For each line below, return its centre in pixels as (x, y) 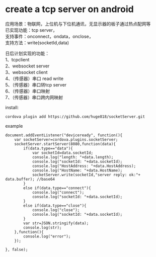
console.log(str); (43, 227)
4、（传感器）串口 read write (34, 78)
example (14, 126)
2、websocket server (27, 66)
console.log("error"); (47, 236)
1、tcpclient (17, 59)
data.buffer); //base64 (30, 179)
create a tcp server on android (70, 9)
